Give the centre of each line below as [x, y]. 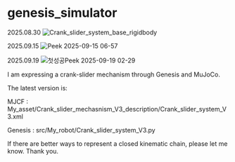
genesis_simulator [62, 13]
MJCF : [18, 101]
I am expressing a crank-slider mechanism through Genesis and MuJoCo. [114, 74]
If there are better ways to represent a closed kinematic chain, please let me [118, 143]
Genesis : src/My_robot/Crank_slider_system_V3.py [82, 130]
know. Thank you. [33, 151]
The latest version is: [38, 88]
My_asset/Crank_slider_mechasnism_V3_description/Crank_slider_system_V [117, 109]
